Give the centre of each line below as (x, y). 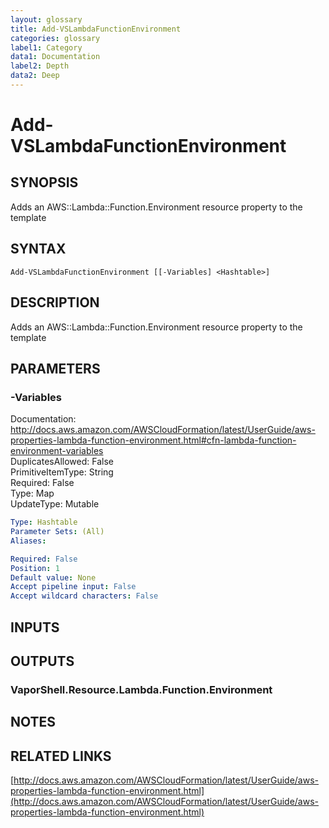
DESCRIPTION (55, 302)
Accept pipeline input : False (73, 587)
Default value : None (53, 577)
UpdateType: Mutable (55, 504)
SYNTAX (38, 249)
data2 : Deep (35, 76)
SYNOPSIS (44, 182)
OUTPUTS (42, 661)
